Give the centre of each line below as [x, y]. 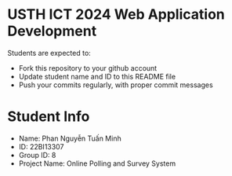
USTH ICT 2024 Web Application [116, 15]
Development [52, 31]
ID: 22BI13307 [41, 146]
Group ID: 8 [37, 155]
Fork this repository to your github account [88, 68]
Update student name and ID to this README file [97, 76]
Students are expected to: [49, 53]
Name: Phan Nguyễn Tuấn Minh [70, 138]
